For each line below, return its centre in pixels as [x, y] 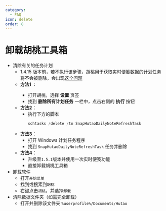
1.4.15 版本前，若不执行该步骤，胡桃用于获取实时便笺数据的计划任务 [91, 72]
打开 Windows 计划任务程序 [56, 140]
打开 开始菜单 [32, 178]
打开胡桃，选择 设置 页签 [53, 95]
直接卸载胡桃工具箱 [48, 166]
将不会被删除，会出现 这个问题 [51, 78]
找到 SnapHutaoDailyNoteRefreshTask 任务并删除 [77, 146]
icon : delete [19, 19]
